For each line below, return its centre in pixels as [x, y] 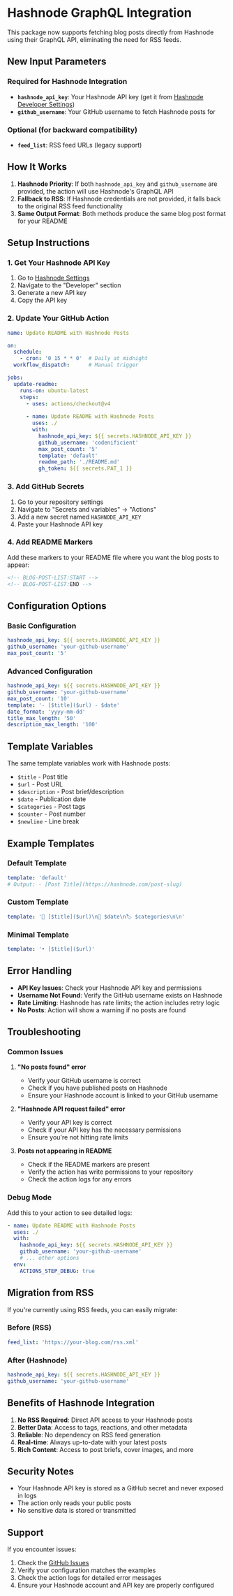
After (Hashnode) [37, 1360]
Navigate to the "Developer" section [69, 285]
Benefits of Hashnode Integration [81, 1403]
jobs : [15, 378]
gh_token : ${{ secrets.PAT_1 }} [85, 469]
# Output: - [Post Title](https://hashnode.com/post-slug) [95, 884]
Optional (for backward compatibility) [73, 129]
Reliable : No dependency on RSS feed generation [89, 1435]
